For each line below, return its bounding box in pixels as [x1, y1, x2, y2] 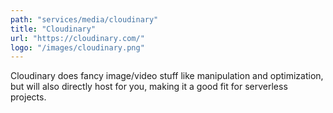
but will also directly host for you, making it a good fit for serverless [10, 81, 288, 93]
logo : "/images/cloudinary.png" [10, 42, 145, 53]
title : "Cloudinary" [10, 24, 97, 34]
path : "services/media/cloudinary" [10, 14, 159, 25]
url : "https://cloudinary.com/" [10, 33, 145, 43]
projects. [10, 91, 47, 103]
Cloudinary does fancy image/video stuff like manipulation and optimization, [10, 70, 324, 82]
